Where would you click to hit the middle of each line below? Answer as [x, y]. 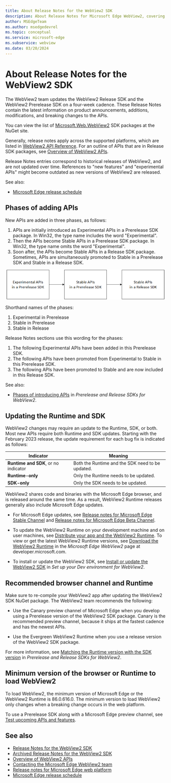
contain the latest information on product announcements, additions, [77, 110]
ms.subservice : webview [31, 43]
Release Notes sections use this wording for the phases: [64, 338]
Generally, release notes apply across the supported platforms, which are [82, 141]
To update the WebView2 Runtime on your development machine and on [89, 530]
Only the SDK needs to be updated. [110, 483]
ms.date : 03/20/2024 [27, 48]
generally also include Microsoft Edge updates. [55, 505]
